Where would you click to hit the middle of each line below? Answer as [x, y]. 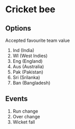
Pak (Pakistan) [28, 72]
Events [17, 99]
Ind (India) [23, 50]
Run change [25, 111]
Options [18, 28]
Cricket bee [30, 9]
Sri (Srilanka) [26, 77]
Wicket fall [24, 122]
